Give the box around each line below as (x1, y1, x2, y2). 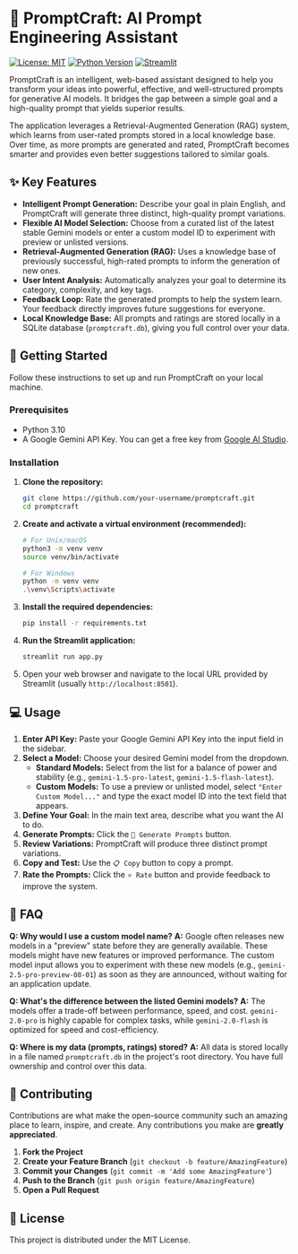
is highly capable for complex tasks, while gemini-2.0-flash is (39, 1015, 268, 1025)
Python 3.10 (21, 424, 65, 435)
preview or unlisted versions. (21, 237, 130, 247)
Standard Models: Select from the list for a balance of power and (35, 762, 277, 773)
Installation (9, 456, 60, 469)
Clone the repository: (21, 477, 104, 488)
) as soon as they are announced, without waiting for (93, 968, 288, 980)
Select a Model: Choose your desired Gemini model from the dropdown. (21, 752, 289, 763)
